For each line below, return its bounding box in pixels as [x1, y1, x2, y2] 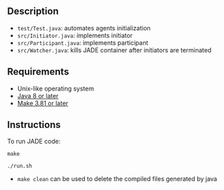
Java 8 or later [17, 91, 59, 99]
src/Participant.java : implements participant [17, 38, 149, 47]
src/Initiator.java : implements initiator [17, 31, 133, 39]
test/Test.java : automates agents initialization [17, 23, 151, 32]
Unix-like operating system [17, 84, 95, 93]
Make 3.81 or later [17, 99, 68, 107]
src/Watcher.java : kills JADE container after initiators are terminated [17, 46, 212, 54]
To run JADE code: [7, 137, 61, 146]
